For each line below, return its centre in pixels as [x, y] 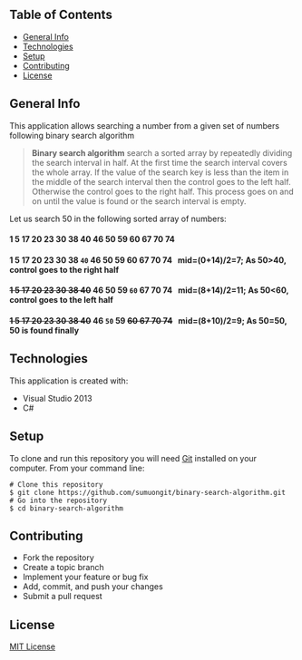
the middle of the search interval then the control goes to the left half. [161, 181]
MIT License [33, 646]
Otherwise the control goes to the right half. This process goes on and [163, 191]
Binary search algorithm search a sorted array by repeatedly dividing [162, 152]
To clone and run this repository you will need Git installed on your [133, 458]
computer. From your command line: [77, 468]
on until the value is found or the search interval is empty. [139, 201]
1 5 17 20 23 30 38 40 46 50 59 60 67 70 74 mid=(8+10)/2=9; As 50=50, [148, 320]
